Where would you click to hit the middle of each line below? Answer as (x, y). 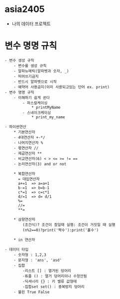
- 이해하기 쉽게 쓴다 (32, 98)
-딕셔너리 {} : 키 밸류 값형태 (50, 281)
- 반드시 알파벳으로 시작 (35, 82)
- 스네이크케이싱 (37, 113)
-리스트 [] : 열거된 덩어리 (47, 271)
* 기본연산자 (24, 132)
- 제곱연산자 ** (28, 153)
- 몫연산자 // (26, 148)
